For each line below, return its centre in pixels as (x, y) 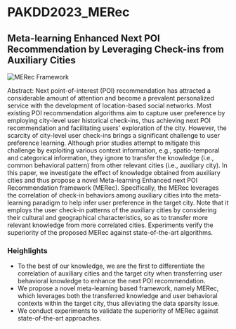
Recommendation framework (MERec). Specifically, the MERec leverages (113, 188)
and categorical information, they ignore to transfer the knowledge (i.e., (111, 158)
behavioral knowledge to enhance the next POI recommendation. (111, 281)
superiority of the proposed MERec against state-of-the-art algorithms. (110, 232)
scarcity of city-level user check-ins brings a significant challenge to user (113, 135)
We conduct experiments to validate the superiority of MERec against (118, 311)
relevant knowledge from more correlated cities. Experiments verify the (110, 225)
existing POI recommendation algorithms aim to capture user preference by (116, 113)
